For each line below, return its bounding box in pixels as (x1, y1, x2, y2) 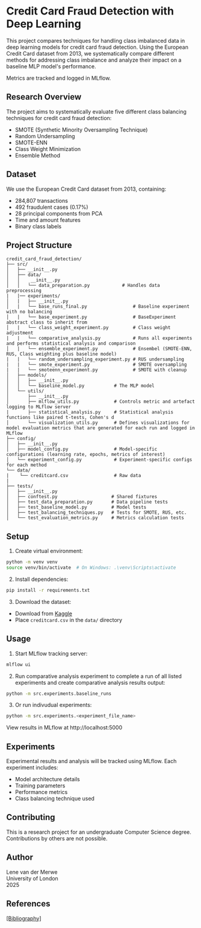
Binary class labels (14, 222, 62, 230)
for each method (6, 462, 47, 469)
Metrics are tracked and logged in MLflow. (6, 74, 111, 82)
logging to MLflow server (6, 404, 71, 410)
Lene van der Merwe (6, 868, 58, 875)
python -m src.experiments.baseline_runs (6, 690, 112, 697)
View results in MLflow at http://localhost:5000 (6, 724, 123, 731)
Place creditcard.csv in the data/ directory (14, 616, 122, 623)
